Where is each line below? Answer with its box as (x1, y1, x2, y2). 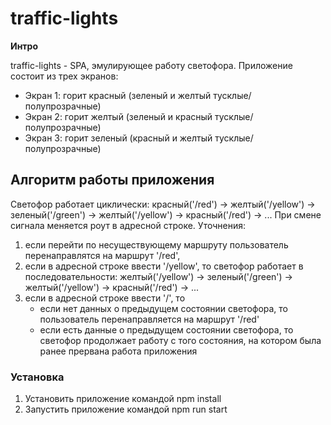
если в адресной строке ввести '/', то (24, 292, 186, 304)
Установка (10, 370, 65, 384)
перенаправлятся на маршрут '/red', (24, 249, 181, 261)
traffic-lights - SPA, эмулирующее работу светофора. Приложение (10, 59, 293, 71)
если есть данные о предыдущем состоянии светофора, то (39, 323, 294, 336)
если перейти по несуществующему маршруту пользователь (24, 238, 289, 251)
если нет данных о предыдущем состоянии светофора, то (39, 302, 289, 314)
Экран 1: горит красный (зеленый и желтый (24, 89, 212, 101)
